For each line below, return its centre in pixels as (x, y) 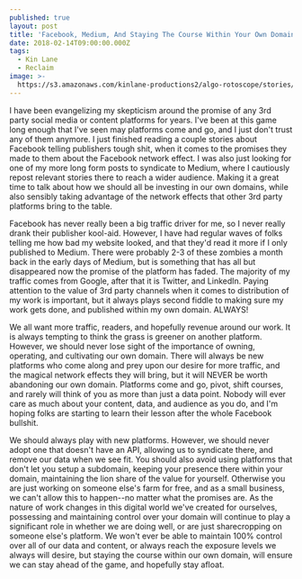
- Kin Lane (38, 59)
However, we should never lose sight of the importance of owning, (132, 346)
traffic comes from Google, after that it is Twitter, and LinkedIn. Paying (139, 281)
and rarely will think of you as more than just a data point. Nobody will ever (147, 394)
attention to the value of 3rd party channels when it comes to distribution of (149, 290)
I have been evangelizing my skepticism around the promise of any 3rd (140, 110)
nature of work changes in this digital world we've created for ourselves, (143, 507)
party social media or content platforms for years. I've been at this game (143, 120)
